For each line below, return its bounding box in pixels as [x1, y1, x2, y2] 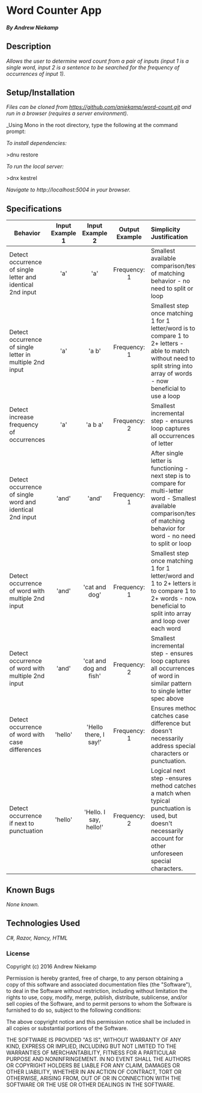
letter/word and [150, 572, 194, 580]
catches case [150, 711, 189, 720]
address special [150, 742, 196, 750]
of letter [150, 439, 173, 448]
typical [150, 797, 170, 805]
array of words [150, 370, 192, 378]
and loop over [150, 617, 190, 625]
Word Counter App [6, 4, 102, 17]
